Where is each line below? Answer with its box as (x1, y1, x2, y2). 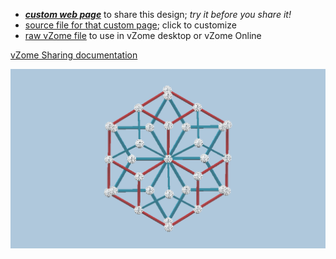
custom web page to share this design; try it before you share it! (24, 9, 292, 20)
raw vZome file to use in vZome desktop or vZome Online (24, 30, 262, 41)
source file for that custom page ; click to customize (24, 19, 237, 31)
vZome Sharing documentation (10, 49, 138, 61)
